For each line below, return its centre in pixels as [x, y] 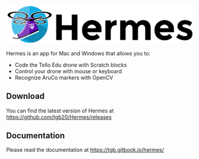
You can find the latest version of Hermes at [60, 110]
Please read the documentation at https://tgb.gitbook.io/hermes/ [85, 150]
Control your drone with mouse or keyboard [68, 71]
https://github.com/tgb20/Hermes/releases [59, 117]
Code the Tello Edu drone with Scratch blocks [71, 65]
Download [25, 96]
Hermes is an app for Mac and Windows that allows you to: [78, 53]
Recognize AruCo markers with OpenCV [64, 77]
